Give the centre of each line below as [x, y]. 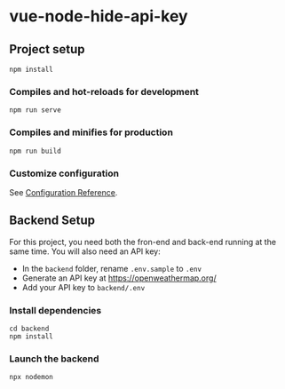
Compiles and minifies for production [91, 132]
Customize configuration [64, 173]
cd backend [29, 329]
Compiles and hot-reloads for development [104, 91]
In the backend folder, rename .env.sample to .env [112, 268]
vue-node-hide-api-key [99, 16]
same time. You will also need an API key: [85, 251]
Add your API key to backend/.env [83, 287]
